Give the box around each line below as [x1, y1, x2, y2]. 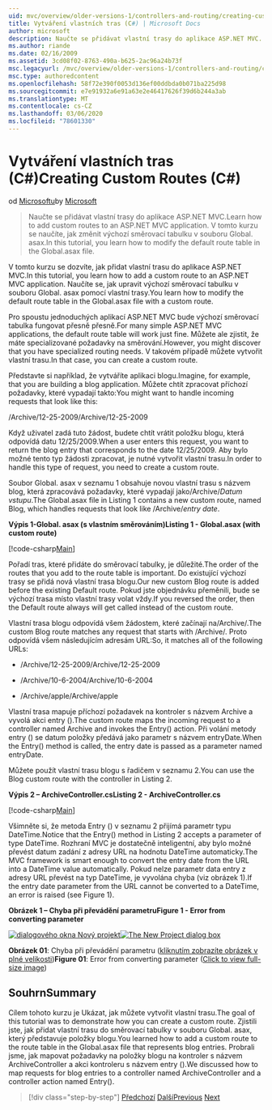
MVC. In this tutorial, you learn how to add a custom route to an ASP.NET [8, 270, 249, 280]
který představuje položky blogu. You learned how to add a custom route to [8, 1033, 257, 1043]
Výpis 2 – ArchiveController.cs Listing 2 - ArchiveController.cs [8, 789, 221, 799]
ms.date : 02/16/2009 [8, 49, 79, 57]
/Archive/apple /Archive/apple [19, 691, 119, 700]
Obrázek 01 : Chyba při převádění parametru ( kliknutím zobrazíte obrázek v [8, 945, 258, 955]
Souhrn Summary [8, 986, 97, 1000]
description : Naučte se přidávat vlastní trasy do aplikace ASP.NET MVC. [8, 34, 263, 43]
